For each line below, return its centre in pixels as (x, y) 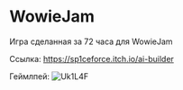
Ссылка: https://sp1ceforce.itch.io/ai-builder (91, 58)
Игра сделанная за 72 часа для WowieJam (91, 41)
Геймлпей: (29, 76)
